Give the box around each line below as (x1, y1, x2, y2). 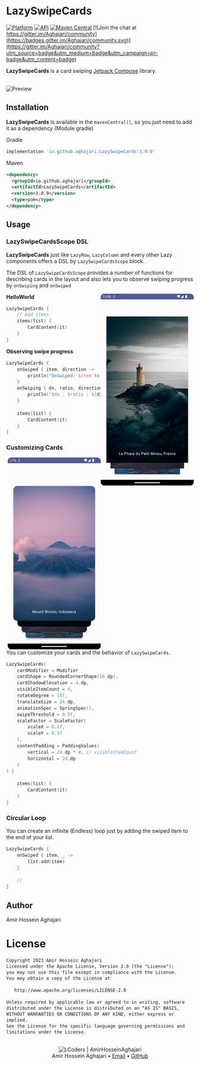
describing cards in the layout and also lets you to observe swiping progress (6, 275, 193, 282)
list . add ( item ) (27, 858, 65, 864)
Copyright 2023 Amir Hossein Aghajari (6, 957, 102, 964)
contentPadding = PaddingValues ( (17, 743, 100, 749)
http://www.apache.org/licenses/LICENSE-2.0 (14, 987, 127, 993)
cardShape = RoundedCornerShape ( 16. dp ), (17, 673, 118, 680)
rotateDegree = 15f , (17, 692, 68, 699)
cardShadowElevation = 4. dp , (17, 680, 89, 686)
